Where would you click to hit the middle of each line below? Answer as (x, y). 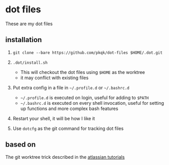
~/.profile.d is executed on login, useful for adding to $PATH (85, 97)
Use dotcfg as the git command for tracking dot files (68, 128)
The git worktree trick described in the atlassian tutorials (65, 157)
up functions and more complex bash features (69, 108)
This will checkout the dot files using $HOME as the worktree (83, 72)
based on (21, 145)
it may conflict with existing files (54, 78)
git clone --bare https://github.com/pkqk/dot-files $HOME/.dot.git (88, 52)
